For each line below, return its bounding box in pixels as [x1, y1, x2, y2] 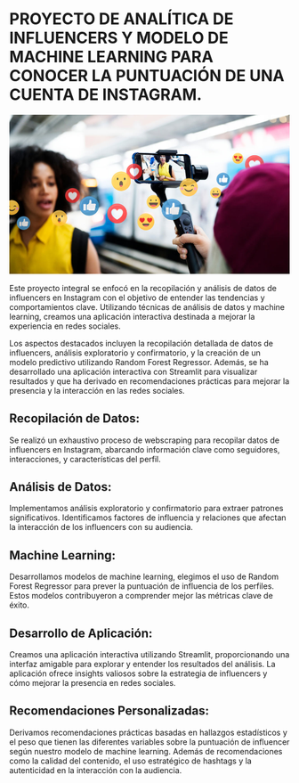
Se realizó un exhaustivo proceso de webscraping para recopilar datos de [9, 435, 280, 445]
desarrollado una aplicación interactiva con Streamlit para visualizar [9, 366, 258, 377]
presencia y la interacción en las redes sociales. [9, 385, 185, 396]
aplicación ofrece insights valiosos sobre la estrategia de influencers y [9, 668, 268, 679]
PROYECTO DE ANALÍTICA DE [9, 9, 234, 29]
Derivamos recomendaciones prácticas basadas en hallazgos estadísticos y [9, 727, 287, 738]
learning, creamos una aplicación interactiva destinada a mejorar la [9, 311, 255, 322]
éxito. [9, 599, 29, 610]
